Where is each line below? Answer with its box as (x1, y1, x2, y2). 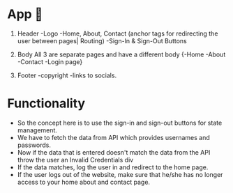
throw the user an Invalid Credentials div (17, 155, 134, 164)
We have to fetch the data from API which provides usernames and (17, 133, 211, 141)
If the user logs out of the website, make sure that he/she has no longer (17, 170, 223, 178)
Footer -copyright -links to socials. (17, 71, 117, 79)
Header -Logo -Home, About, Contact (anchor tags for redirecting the (17, 29, 218, 38)
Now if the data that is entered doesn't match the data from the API (17, 148, 211, 156)
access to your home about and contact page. (17, 178, 151, 186)
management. (17, 125, 58, 134)
